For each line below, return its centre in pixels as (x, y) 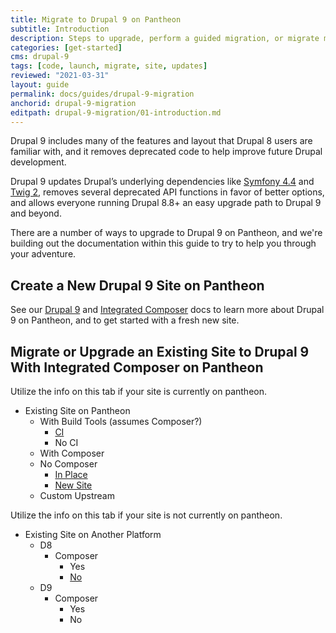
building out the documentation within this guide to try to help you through (163, 243)
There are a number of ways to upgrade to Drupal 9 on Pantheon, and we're (166, 233)
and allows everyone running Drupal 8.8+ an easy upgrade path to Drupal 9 (166, 203)
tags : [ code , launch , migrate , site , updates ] (109, 66)
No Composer (68, 464)
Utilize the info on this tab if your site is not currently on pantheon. (146, 515)
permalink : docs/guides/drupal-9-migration (102, 94)
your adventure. (43, 254)
